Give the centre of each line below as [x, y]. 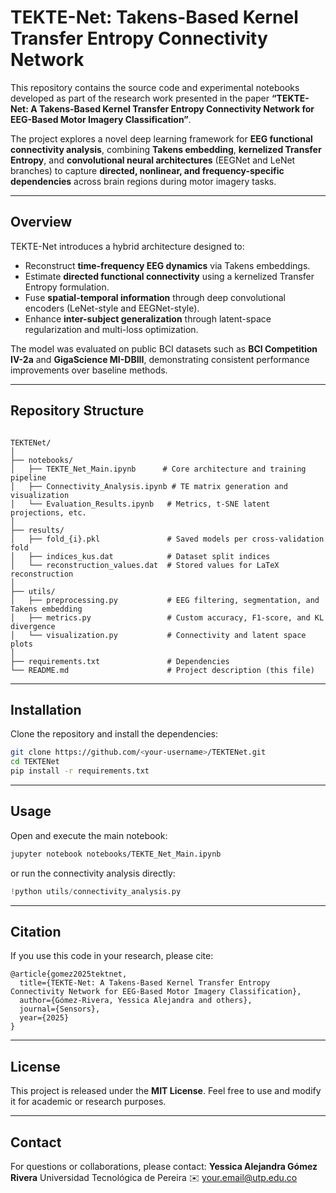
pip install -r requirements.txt [80, 771]
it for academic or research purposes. [88, 1102]
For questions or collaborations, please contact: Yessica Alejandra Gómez [164, 1166]
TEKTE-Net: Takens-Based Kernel [154, 17]
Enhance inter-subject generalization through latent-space [148, 318]
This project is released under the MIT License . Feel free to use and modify [166, 1091]
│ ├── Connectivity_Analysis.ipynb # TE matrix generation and [149, 486]
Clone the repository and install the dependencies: [114, 734]
